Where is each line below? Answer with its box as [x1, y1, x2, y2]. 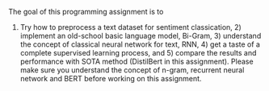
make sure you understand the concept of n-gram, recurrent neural [19, 65, 245, 75]
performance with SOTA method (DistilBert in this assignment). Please [19, 56, 254, 66]
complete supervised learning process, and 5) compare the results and [19, 48, 257, 57]
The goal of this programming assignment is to [8, 7, 164, 16]
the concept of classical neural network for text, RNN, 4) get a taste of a [19, 39, 261, 49]
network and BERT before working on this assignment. [19, 74, 202, 83]
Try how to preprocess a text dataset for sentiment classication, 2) [19, 23, 242, 31]
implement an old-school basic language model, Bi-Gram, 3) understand [19, 31, 262, 40]
